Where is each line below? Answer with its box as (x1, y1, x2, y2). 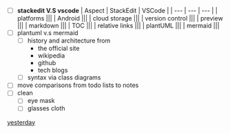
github (37, 59, 56, 67)
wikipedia (37, 51, 65, 60)
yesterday (7, 118, 36, 126)
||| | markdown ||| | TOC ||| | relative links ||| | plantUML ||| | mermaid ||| (17, 21, 220, 30)
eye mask (27, 97, 55, 105)
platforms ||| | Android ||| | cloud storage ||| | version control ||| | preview (17, 14, 224, 23)
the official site (37, 45, 80, 53)
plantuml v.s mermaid (17, 29, 79, 37)
